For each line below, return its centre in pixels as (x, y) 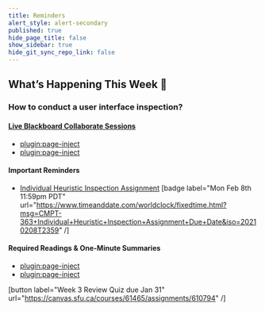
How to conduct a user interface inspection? (96, 107)
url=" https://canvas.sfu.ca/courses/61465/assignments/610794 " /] (117, 298)
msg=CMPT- (40, 213)
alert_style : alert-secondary (58, 23)
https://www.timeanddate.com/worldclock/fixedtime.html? (132, 205)
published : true (35, 30)
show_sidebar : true (40, 45)
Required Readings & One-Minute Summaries (84, 248)
